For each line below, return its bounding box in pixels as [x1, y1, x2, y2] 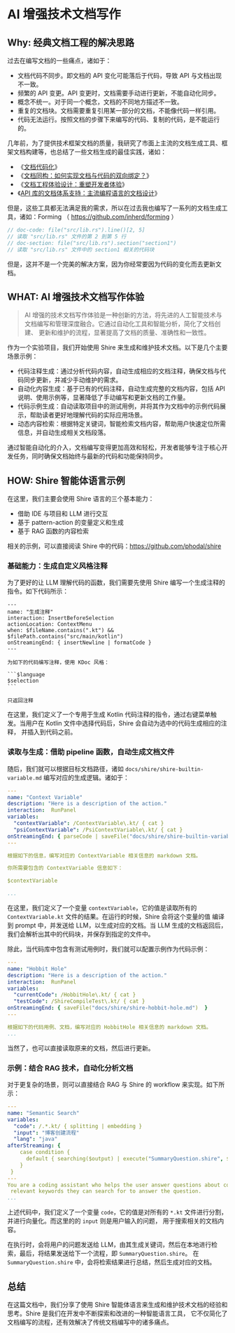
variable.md [7, 775, 42, 782]
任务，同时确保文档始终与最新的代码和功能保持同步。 [13, 452, 166, 460]
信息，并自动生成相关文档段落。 [17, 429, 110, 437]
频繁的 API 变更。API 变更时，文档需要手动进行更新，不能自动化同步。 [17, 89, 220, 97]
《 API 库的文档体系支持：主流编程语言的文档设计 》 [17, 189, 161, 197]
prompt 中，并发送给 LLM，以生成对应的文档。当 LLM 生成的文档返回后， [15, 921, 227, 930]
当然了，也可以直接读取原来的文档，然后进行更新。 [7, 1043, 155, 1052]
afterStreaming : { [7, 1142, 61, 1149]
